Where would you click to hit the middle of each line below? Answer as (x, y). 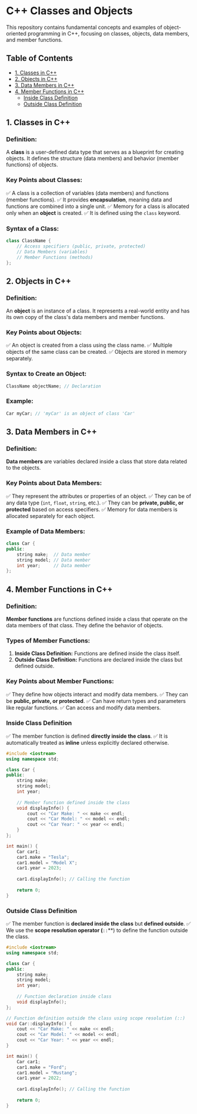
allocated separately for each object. (51, 516)
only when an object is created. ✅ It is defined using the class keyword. (94, 213)
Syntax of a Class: (33, 229)
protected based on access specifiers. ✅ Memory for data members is (92, 509)
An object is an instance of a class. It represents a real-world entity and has (98, 311)
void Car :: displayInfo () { (39, 1024)
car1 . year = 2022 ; (39, 1078)
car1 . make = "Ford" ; (42, 1067)
